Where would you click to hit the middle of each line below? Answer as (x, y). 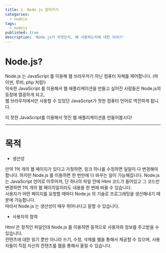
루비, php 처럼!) (31, 82)
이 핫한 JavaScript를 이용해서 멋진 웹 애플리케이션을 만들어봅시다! (69, 117)
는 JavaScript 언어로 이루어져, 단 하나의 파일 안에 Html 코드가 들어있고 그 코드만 (83, 181)
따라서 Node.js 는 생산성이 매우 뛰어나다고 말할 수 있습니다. (62, 206)
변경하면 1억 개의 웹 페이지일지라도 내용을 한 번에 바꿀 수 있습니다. (68, 187)
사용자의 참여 (25, 216)
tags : (11, 23)
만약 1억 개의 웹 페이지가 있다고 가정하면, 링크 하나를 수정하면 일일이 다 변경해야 (82, 169)
